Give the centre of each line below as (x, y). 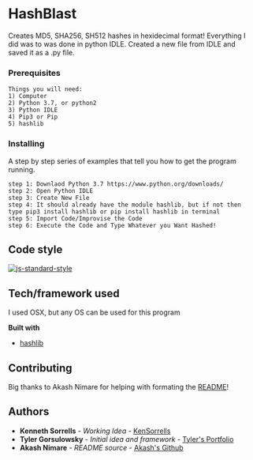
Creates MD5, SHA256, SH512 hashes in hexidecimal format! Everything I (127, 36)
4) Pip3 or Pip (33, 117)
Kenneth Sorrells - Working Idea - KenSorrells (95, 431)
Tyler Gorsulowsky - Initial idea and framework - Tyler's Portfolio (126, 439)
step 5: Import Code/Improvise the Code (76, 218)
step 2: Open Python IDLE (50, 190)
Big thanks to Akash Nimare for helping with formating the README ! (119, 386)
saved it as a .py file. (41, 52)
